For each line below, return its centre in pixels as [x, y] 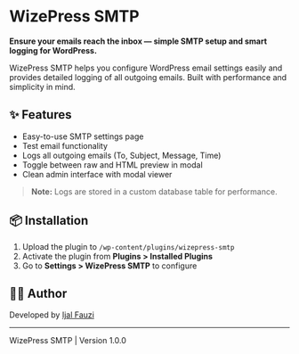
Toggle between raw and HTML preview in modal [112, 165]
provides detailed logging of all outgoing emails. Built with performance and [148, 77]
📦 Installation [49, 221]
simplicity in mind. [42, 86]
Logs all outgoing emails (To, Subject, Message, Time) [121, 155]
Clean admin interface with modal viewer [97, 174]
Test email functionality [65, 145]
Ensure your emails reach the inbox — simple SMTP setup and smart [138, 41]
